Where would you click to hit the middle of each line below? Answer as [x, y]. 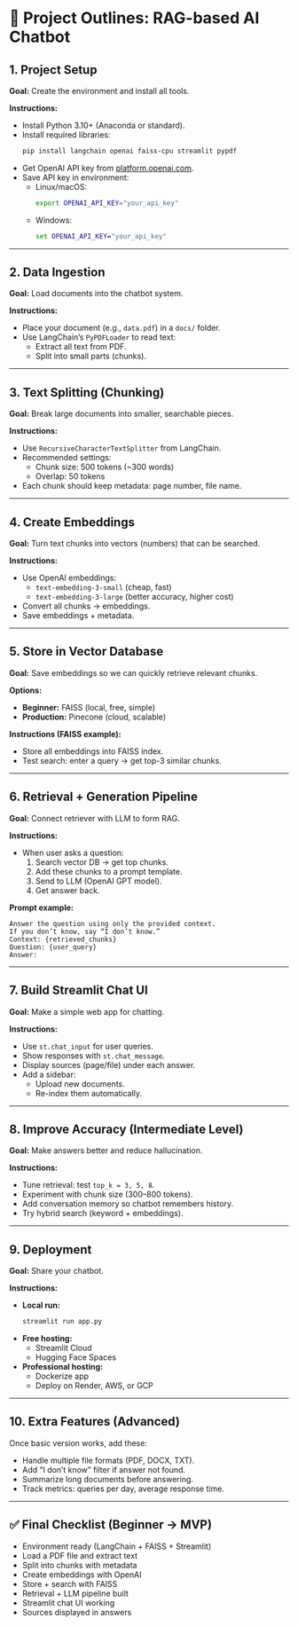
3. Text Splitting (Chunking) [87, 393]
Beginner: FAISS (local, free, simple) [89, 707]
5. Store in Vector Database [86, 652]
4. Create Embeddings [72, 522]
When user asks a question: [73, 852]
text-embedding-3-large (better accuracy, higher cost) [134, 597]
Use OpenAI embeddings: [69, 578]
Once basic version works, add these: [78, 1443]
